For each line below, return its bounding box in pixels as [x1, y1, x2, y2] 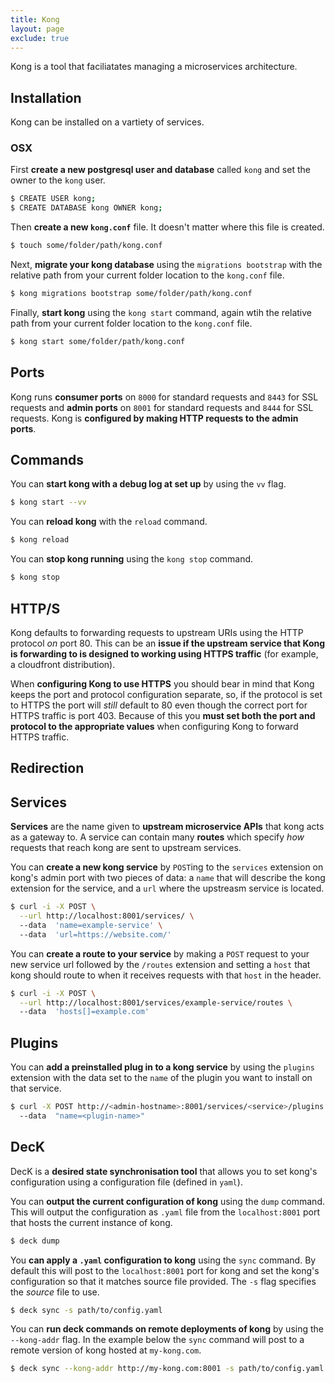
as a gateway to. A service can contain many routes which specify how [10, 831, 305, 843]
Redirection [10, 760, 85, 777]
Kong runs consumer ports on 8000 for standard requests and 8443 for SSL [10, 391, 319, 403]
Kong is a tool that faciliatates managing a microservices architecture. [10, 61, 298, 73]
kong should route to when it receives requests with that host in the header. [10, 969, 322, 981]
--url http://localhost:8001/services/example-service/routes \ [19, 997, 293, 1008]
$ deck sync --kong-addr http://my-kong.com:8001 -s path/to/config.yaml [10, 1364, 325, 1374]
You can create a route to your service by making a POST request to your [10, 947, 310, 960]
